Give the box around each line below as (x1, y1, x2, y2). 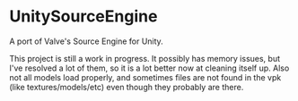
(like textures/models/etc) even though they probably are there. (9, 81, 244, 92)
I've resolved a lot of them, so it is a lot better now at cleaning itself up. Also (9, 63, 290, 73)
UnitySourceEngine (9, 6, 158, 27)
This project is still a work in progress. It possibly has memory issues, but (9, 53, 281, 63)
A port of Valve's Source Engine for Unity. (9, 36, 163, 46)
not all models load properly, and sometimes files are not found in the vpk (9, 72, 282, 82)
